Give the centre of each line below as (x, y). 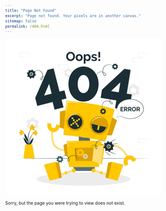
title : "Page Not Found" (31, 10)
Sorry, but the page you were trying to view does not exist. (65, 203)
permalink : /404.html (28, 26)
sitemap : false (21, 21)
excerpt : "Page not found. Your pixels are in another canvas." (73, 16)
